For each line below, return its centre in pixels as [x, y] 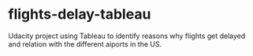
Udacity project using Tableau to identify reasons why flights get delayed [127, 36]
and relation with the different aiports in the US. [85, 44]
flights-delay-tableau [80, 14]
